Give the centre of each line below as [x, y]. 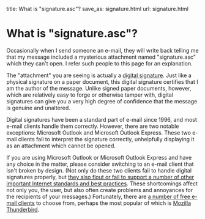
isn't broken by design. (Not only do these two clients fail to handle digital [99, 170]
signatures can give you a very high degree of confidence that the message [102, 101]
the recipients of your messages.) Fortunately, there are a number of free [99, 196]
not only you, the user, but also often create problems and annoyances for [100, 190]
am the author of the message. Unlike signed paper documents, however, [99, 88]
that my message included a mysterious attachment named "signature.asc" [101, 57]
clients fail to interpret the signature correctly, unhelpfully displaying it [106, 139]
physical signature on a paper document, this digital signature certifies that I [102, 81]
